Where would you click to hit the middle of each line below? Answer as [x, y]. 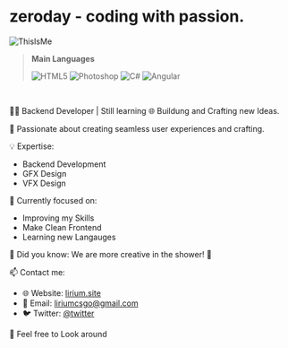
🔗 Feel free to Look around [58, 334]
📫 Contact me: [37, 272]
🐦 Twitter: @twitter [58, 313]
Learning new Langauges [69, 237]
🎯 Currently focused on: [53, 200]
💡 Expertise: [32, 146]
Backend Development [64, 164]
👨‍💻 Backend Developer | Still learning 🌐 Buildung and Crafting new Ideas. [144, 110]
